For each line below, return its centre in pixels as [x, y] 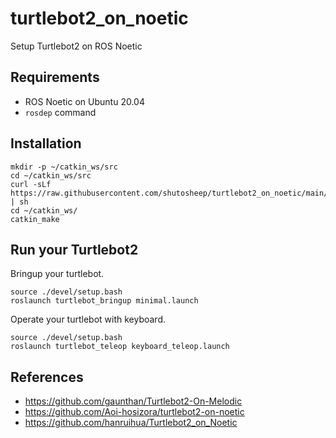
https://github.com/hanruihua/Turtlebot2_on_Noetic [131, 423]
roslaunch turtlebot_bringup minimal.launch [104, 301]
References [47, 377]
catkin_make [35, 219]
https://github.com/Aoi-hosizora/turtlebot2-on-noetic [134, 412]
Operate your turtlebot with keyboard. [88, 319]
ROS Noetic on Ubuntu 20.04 [84, 101]
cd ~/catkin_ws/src [51, 175]
